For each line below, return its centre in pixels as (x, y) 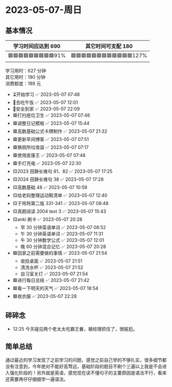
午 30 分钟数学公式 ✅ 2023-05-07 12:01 (62, 240)
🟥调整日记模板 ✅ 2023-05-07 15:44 (51, 123)
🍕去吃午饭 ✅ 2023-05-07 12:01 (45, 102)
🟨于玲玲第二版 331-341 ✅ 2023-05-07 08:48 (61, 203)
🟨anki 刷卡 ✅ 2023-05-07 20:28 (48, 219)
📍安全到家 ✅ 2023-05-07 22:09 (46, 109)
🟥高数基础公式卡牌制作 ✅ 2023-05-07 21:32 (60, 131)
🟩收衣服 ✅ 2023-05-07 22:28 (45, 296)
